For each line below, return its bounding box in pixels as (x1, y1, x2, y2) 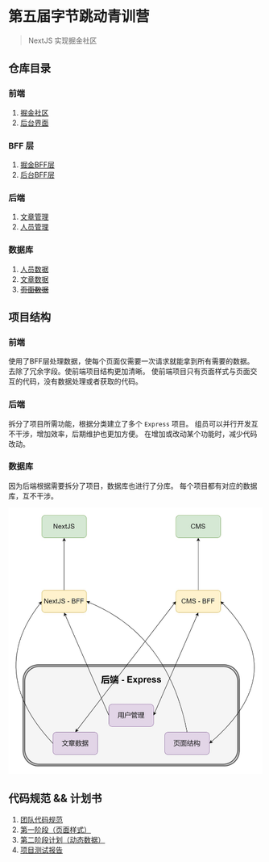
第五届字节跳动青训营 (8, 7, 151, 26)
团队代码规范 (19, 814, 63, 824)
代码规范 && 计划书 (8, 792, 102, 805)
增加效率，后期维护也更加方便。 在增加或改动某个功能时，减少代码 (35, 429, 258, 439)
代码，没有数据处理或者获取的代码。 (22, 376, 143, 386)
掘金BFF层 (19, 159, 55, 170)
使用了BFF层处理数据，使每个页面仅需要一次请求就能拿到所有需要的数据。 (8, 356, 255, 366)
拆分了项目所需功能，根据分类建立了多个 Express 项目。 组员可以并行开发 (8, 418, 251, 428)
